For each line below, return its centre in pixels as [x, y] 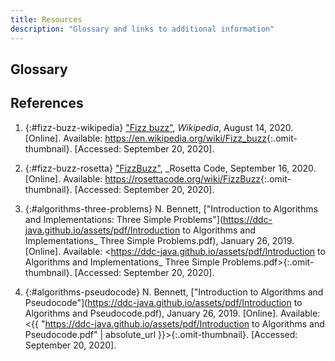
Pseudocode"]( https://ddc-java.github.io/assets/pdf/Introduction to [163, 302]
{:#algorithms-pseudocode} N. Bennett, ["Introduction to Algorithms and [174, 292]
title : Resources [46, 19]
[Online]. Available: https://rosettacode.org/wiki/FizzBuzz [143, 178]
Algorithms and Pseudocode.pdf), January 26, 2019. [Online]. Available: [172, 313]
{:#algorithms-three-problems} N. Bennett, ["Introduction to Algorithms [171, 208]
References [47, 103]
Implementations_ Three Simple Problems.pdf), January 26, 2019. [159, 240]
